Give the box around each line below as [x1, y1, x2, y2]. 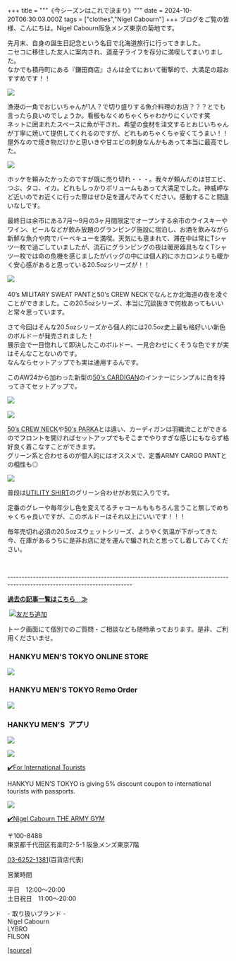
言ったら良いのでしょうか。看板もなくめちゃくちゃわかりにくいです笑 [7, 112, 211, 119]
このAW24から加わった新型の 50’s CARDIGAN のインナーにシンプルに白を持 [7, 373, 225, 382]
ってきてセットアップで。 [7, 382, 81, 390]
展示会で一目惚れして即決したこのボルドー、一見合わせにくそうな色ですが [7, 341, 223, 348]
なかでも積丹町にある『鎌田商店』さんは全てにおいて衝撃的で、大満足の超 [7, 66, 223, 73]
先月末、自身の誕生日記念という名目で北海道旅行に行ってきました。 [7, 39, 204, 47]
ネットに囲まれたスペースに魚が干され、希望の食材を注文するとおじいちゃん [7, 120, 229, 129]
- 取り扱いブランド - [7, 909, 66, 917]
